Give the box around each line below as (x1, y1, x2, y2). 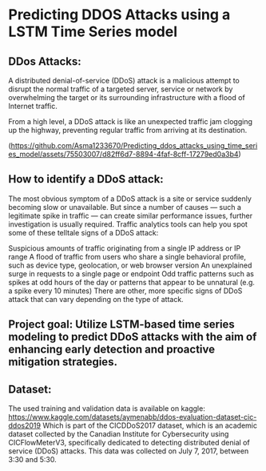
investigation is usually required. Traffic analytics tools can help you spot (8, 219, 248, 229)
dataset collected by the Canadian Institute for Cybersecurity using (8, 429, 229, 439)
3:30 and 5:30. (8, 455, 58, 465)
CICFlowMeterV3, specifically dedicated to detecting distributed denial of (8, 438, 250, 448)
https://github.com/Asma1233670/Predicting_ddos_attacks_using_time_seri (10, 141, 258, 150)
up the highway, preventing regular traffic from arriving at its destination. (8, 126, 248, 135)
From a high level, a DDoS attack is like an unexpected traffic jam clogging (8, 117, 253, 126)
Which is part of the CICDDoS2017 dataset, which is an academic (42, 421, 258, 430)
